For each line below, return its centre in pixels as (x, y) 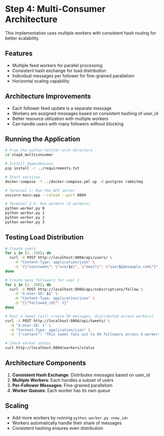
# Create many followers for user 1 (42, 280)
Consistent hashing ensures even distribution (58, 428)
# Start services (23, 177)
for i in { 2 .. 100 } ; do (28, 285)
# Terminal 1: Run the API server (40, 190)
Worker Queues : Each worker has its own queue (61, 390)
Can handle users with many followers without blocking (68, 124)
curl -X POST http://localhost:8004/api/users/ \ (61, 258)
